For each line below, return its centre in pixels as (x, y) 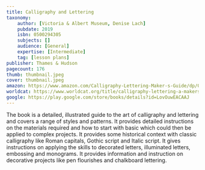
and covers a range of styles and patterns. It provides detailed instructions (100, 121)
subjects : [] (34, 40)
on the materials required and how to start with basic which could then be (99, 127)
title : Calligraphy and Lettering (50, 12)
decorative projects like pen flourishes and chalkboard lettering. (87, 160)
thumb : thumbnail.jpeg (35, 75)
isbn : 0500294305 (39, 35)
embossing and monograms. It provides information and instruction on (95, 153)
